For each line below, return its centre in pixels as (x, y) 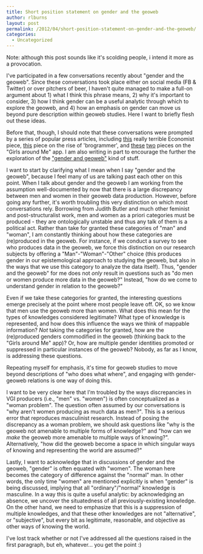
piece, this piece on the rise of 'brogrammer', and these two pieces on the (99, 145)
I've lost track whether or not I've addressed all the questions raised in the (99, 538)
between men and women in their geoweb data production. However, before (101, 196)
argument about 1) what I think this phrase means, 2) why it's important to (98, 95)
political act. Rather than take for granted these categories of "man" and (96, 228)
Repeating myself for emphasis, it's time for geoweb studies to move (92, 367)
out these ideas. (26, 121)
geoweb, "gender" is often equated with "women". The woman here (91, 468)
